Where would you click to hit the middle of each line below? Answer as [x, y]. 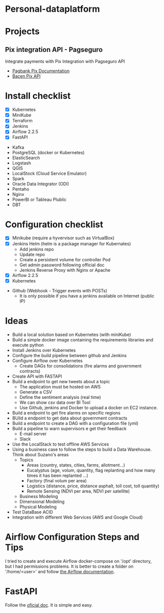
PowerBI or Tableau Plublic [39, 199]
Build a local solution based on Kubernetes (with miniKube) [71, 334]
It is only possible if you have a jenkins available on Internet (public [87, 296]
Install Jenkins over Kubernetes [44, 350]
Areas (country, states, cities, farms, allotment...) [76, 465]
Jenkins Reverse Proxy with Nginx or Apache [65, 270]
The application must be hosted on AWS [60, 387]
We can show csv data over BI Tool [55, 402]
